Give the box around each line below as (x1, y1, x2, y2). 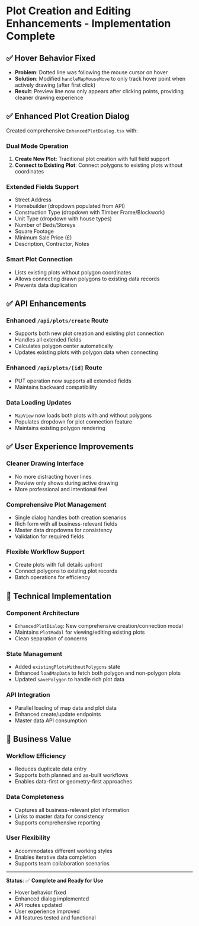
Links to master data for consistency (14, 813, 104, 820)
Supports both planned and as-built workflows (14, 772, 129, 779)
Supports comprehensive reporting (14, 818, 101, 826)
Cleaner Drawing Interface (6, 459, 84, 467)
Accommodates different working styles (14, 847, 113, 854)
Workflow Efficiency (6, 751, 66, 760)
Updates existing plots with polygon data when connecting (14, 349, 159, 356)
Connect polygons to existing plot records (14, 567, 117, 574)
